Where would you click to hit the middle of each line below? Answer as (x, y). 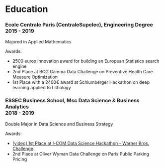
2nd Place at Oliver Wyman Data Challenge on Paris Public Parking (81, 154)
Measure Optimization (35, 77)
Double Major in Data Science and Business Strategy (59, 124)
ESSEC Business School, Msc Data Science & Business (73, 101)
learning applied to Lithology (41, 88)
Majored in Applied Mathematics (38, 42)
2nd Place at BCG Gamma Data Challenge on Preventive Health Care (82, 72)
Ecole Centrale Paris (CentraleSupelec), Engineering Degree (79, 25)
